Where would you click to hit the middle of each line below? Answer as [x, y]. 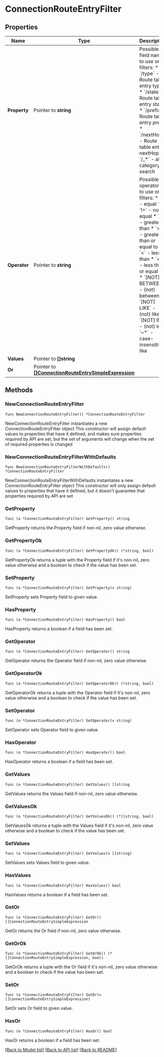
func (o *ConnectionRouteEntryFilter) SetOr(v [53, 995]
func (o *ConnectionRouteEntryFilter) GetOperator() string [68, 652]
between [149, 296]
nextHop [149, 153]
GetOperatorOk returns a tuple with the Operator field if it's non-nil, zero [78, 693]
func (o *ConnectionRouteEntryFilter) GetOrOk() [55, 954]
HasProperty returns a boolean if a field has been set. [59, 629]
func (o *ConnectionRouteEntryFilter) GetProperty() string [68, 519]
